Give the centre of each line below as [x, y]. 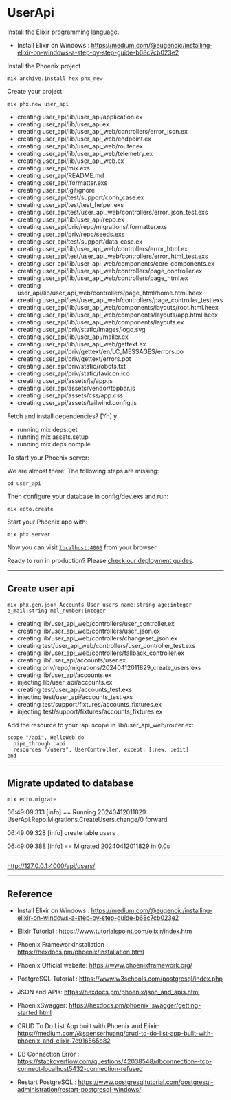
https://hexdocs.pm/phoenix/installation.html [80, 952]
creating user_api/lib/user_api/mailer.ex [73, 337]
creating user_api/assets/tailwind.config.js [77, 402]
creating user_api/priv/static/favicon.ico [73, 373]
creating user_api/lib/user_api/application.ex [80, 117]
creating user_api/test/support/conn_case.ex [80, 197]
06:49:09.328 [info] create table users [61, 832]
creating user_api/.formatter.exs [62, 183]
